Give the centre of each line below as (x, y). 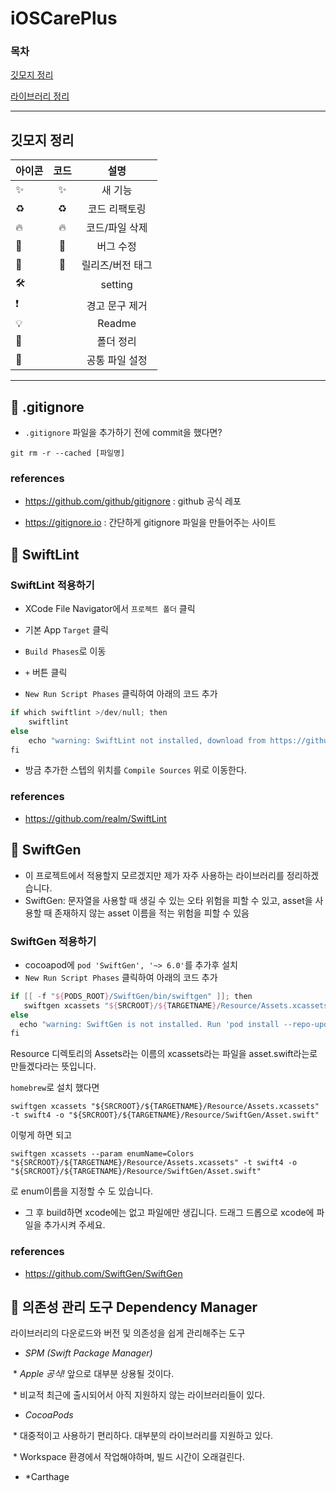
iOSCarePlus (64, 18)
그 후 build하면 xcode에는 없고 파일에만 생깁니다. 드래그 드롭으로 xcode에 (169, 1213)
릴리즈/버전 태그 (117, 265)
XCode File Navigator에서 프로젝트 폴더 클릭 (110, 609)
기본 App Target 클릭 (66, 630)
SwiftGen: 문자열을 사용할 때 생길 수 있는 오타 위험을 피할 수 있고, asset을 (168, 900)
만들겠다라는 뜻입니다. (53, 1066)
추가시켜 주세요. (74, 1225)
